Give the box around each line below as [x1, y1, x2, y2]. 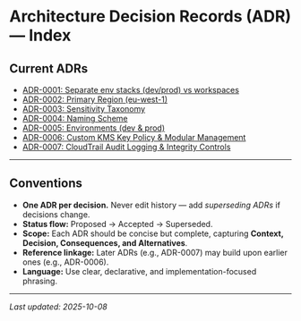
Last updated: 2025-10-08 [9, 301, 107, 312]
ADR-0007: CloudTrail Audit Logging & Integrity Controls [21, 141, 231, 152]
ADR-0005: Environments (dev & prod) [21, 122, 166, 133]
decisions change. [21, 208, 90, 220]
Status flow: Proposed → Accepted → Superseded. [21, 218, 213, 229]
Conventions [9, 176, 83, 191]
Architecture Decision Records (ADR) [9, 6, 292, 27]
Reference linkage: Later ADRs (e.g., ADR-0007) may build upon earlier [21, 247, 288, 258]
